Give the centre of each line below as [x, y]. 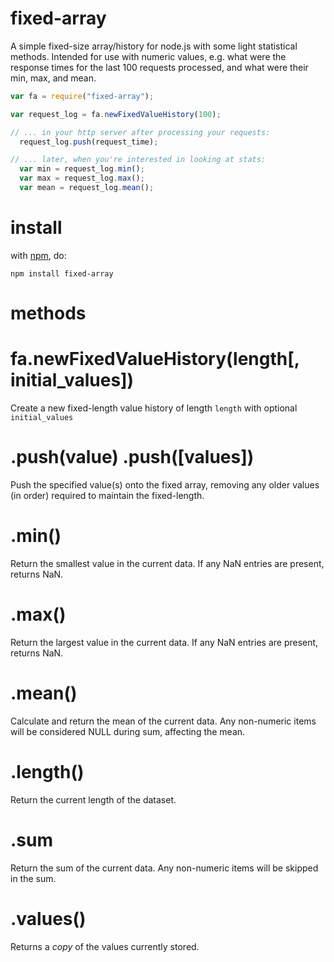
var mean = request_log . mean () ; [87, 188]
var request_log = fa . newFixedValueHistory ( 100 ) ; [116, 114]
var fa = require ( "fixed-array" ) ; [82, 96]
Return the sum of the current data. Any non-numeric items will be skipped [164, 868]
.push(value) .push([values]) [132, 457]
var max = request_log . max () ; [82, 178]
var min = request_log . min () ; [82, 169]
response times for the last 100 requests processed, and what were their [159, 67]
